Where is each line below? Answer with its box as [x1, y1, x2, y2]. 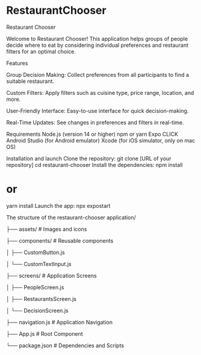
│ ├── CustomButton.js [6, 249, 65, 256]
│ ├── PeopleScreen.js [6, 284, 64, 291]
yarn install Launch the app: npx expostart [6, 202, 111, 209]
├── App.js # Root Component [6, 330, 83, 337]
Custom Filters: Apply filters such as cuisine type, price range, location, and [6, 89, 194, 96]
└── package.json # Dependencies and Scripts [6, 342, 125, 349]
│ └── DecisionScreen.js [6, 307, 69, 314]
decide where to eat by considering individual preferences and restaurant [6, 41, 188, 49]
